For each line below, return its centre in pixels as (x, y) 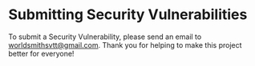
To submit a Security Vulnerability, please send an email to (105, 37)
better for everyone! (41, 53)
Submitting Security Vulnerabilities (128, 15)
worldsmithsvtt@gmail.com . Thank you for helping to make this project (125, 45)
